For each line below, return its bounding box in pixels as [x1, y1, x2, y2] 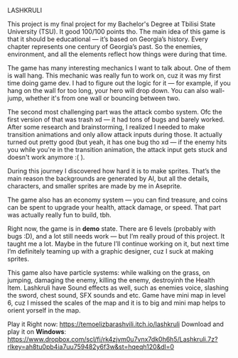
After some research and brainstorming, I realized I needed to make [7, 123, 205, 131]
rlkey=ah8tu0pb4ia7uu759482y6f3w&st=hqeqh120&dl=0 [7, 342, 175, 351]
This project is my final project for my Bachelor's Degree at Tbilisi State [7, 20, 216, 28]
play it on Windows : [7, 327, 66, 336]
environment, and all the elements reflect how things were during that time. [7, 50, 227, 58]
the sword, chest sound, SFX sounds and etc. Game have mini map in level [7, 291, 226, 299]
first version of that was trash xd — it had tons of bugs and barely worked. [7, 115, 225, 124]
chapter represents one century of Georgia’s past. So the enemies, [7, 43, 202, 50]
